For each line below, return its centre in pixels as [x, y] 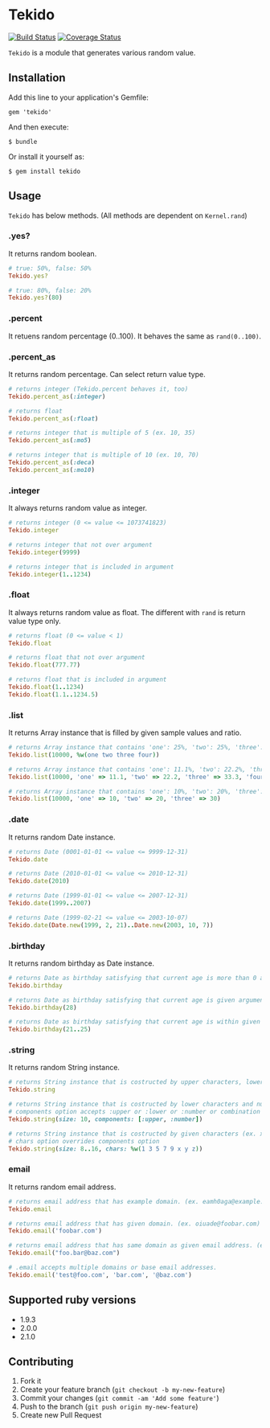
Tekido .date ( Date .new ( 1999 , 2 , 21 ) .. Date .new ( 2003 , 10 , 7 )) [111, 925]
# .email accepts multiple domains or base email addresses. [113, 1268]
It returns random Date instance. [62, 837]
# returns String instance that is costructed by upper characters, [125, 1082]
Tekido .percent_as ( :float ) [53, 419]
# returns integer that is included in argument [91, 567]
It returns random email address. [62, 1187]
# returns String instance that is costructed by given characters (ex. [133, 1134]
